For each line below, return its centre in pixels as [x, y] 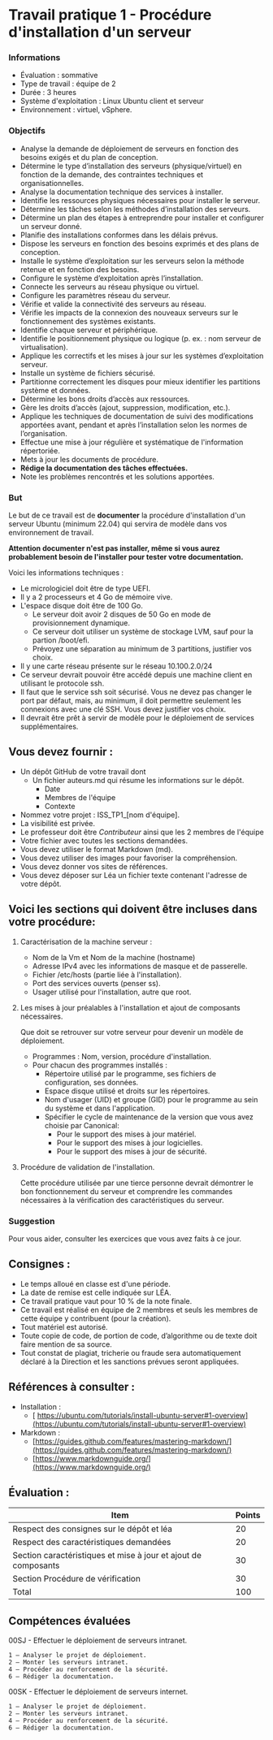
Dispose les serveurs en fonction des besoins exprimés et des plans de [140, 243]
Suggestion [32, 1221]
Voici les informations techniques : [66, 573]
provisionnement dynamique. [81, 623]
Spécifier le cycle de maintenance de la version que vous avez [149, 1117]
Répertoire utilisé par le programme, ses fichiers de [130, 1073]
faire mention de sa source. [66, 1344]
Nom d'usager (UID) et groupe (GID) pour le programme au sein [151, 1099]
